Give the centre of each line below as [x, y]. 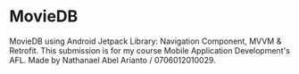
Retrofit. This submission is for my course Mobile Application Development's [149, 50]
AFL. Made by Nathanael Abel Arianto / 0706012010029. [112, 60]
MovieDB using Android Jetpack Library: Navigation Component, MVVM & [145, 41]
